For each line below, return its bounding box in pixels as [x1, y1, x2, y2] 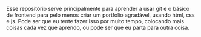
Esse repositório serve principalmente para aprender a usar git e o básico [6, 5, 189, 12]
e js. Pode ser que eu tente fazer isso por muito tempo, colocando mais [6, 18, 185, 24]
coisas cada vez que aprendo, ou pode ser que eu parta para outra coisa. [6, 24, 189, 31]
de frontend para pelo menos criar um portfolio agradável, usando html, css [6, 11, 195, 18]
